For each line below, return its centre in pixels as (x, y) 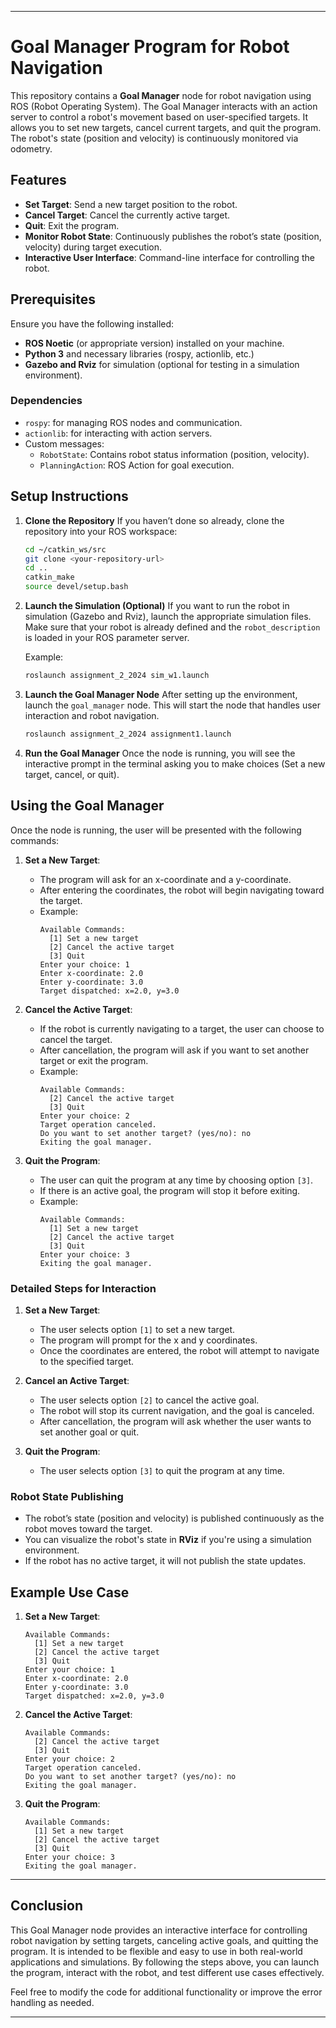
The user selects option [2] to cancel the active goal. (149, 1400)
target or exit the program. (94, 1060)
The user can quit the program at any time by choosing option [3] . (176, 1180)
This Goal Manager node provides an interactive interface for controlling (159, 1930)
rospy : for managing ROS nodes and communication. (133, 422)
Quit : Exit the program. (72, 225)
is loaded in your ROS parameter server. (107, 638)
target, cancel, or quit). (72, 774)
